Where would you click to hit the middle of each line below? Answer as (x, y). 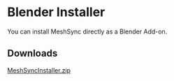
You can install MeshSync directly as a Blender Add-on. (87, 31)
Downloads (32, 53)
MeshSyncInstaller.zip (39, 70)
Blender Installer (56, 12)
